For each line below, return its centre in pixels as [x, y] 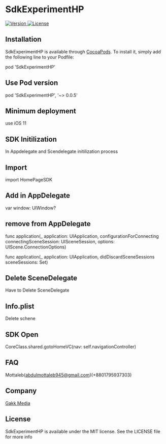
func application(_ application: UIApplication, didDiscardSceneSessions [80, 257]
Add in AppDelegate [38, 196]
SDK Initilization [31, 139]
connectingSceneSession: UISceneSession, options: [60, 241]
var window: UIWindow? [31, 208]
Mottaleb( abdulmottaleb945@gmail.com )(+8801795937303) [69, 375]
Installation [23, 39]
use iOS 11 [16, 123]
